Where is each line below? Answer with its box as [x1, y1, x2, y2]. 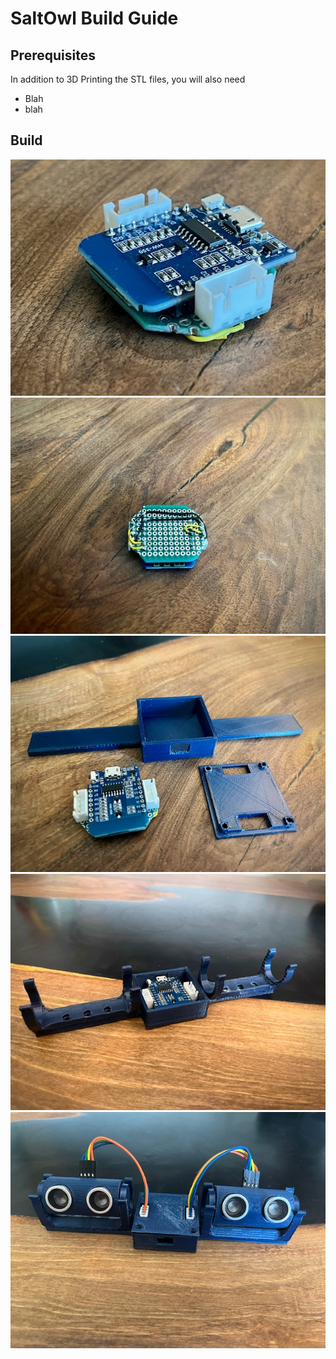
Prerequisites [10, 47, 96, 64]
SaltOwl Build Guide [10, 7, 179, 30]
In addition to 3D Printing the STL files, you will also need [10, 73, 246, 85]
